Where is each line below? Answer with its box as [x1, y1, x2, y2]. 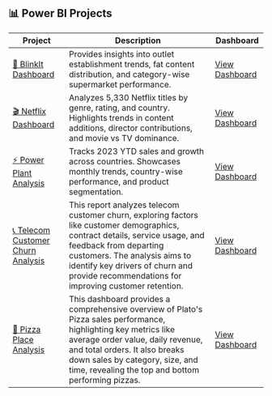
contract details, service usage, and [68, 229, 205, 241]
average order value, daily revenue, [68, 334, 203, 345]
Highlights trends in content [68, 112, 174, 123]
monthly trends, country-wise [68, 165, 184, 177]
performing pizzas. [68, 374, 141, 385]
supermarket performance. [68, 79, 172, 90]
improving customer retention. [68, 280, 184, 292]
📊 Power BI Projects [8, 6, 113, 20]
